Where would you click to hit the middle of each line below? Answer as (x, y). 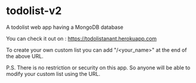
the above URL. (25, 56)
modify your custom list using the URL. (53, 74)
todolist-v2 (34, 11)
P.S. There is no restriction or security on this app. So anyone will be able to (98, 67)
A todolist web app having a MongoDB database (65, 27)
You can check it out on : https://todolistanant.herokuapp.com (81, 38)
